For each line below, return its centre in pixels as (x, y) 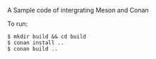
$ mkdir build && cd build (47, 37)
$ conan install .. (36, 43)
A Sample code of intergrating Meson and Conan (78, 10)
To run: (18, 24)
